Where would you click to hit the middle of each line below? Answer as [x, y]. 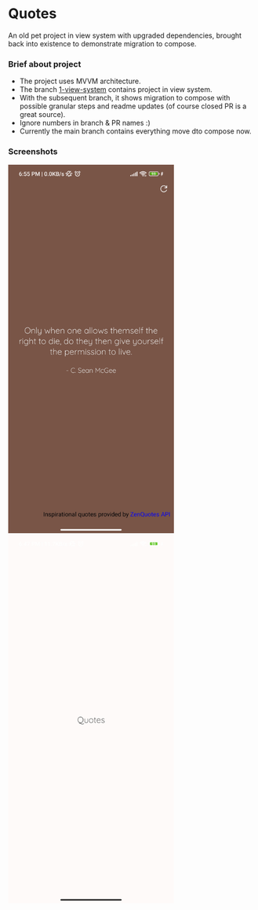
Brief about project [45, 64]
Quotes [33, 14]
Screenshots [33, 152]
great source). [42, 115]
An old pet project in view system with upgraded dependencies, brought [125, 35]
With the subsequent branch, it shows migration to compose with [125, 98]
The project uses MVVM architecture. [80, 81]
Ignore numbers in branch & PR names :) [85, 123]
